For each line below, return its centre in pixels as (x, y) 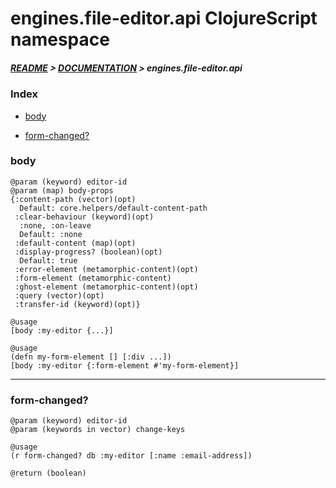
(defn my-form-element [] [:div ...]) (91, 357)
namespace (60, 39)
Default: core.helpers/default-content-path (113, 208)
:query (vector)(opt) (59, 295)
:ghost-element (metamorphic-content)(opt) (106, 287)
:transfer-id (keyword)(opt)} (77, 304)
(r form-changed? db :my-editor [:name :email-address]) (131, 456)
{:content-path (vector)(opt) (73, 199)
